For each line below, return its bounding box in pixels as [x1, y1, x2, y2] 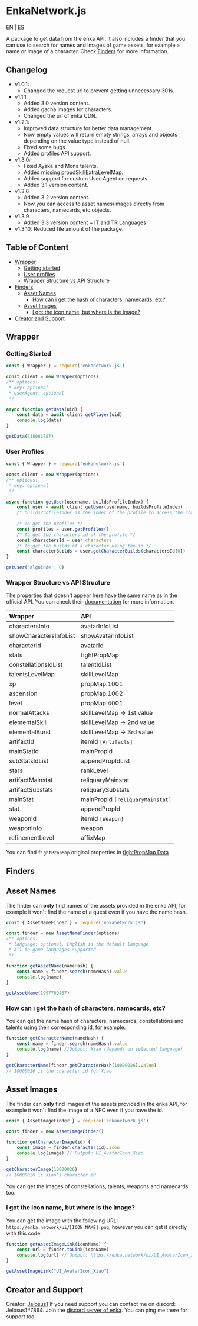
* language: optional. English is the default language [8, 941, 149, 947]
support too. [6, 1313, 37, 1320]
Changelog [6, 65, 48, 75]
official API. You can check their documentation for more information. [6, 598, 174, 605]
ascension [9, 689, 38, 698]
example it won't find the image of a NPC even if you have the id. [6, 1106, 164, 1114]
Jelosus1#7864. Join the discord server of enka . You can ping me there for [6, 1306, 187, 1314]
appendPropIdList [80, 757, 131, 765]
